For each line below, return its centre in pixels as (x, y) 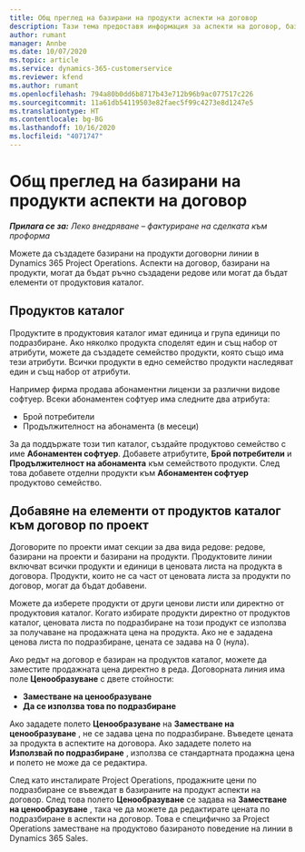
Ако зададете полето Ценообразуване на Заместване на (122, 724)
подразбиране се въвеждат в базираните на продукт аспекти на (135, 790)
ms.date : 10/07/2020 (49, 52)
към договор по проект (79, 526)
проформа (30, 235)
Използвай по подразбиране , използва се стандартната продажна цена (152, 753)
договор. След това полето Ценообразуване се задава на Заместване (148, 800)
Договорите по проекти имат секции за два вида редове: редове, (138, 547)
